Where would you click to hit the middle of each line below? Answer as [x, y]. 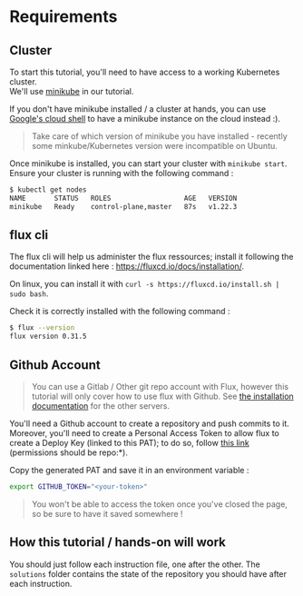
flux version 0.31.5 [49, 337]
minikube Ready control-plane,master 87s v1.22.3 [123, 206]
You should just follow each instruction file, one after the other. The [135, 564]
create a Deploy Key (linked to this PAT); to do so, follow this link [129, 443]
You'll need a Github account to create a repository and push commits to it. [150, 423]
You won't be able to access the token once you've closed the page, [160, 504]
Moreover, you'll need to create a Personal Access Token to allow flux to [144, 433]
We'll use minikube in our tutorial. [72, 91]
